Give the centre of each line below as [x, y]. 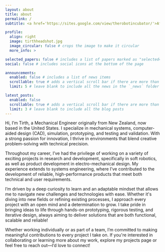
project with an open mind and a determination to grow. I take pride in [75, 205]
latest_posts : [20, 95]
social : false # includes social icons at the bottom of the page [74, 64]
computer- [144, 128]
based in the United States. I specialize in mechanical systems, [69, 128]
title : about [18, 14]
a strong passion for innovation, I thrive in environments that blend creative [81, 139]
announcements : [21, 73]
